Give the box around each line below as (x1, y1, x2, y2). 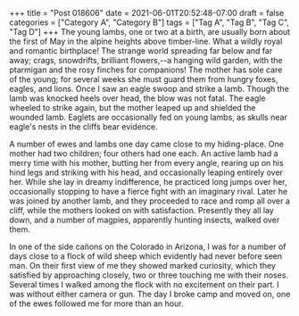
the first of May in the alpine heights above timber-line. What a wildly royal (9, 36, 283, 46)
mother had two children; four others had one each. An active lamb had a (9, 148, 278, 159)
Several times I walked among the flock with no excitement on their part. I (9, 279, 279, 289)
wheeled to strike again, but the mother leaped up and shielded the (9, 103, 256, 112)
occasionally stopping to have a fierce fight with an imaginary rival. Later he (9, 187, 288, 196)
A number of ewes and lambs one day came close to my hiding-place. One (9, 138, 284, 149)
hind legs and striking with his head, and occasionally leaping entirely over (9, 167, 284, 178)
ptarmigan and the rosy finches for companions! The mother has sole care (9, 64, 283, 75)
